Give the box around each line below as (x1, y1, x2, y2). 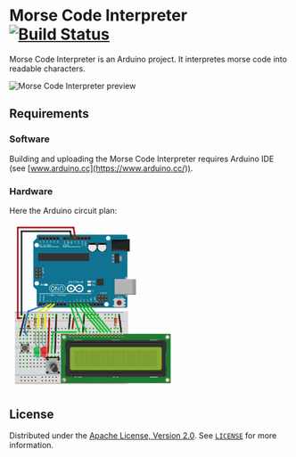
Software (9, 133, 51, 145)
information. (9, 440, 54, 451)
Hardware (9, 184, 53, 197)
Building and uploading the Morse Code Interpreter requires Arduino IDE (9, 153, 275, 164)
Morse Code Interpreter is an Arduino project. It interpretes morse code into (9, 53, 288, 64)
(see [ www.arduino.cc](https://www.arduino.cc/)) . (9, 162, 193, 174)
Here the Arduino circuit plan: (9, 205, 118, 216)
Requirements (9, 106, 89, 121)
